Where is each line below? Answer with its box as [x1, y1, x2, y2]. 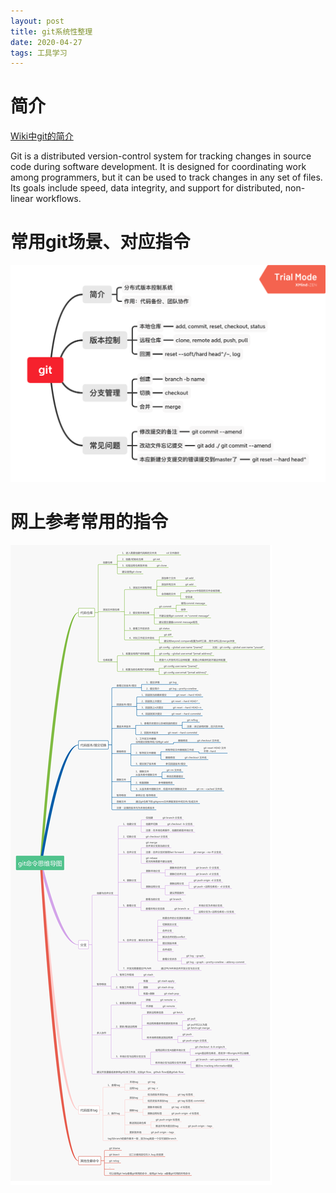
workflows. [35, 193, 82, 205]
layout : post [10, 16, 65, 26]
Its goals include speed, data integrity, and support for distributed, [10, 182, 283, 194]
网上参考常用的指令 [10, 511, 169, 534]
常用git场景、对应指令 [10, 231, 191, 254]
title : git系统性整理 [10, 26, 93, 37]
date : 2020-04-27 [10, 37, 83, 47]
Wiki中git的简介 [10, 130, 74, 142]
